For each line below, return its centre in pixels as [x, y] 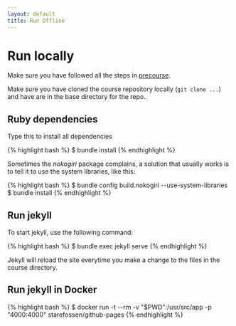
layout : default [31, 14]
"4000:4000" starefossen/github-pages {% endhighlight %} [95, 315]
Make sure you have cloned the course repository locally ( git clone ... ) [114, 89]
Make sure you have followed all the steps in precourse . [89, 75]
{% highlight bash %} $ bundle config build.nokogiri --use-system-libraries [118, 185]
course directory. [33, 268]
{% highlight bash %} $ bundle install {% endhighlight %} [91, 150]
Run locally [41, 56]
